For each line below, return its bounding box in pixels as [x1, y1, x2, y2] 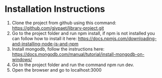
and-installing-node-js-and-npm [11, 40, 79, 46]
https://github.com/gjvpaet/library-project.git [11, 25, 104, 31]
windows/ [11, 56, 32, 62]
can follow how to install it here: [11, 36, 77, 41]
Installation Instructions [4, 3, 105, 15]
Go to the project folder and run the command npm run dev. [11, 62, 135, 68]
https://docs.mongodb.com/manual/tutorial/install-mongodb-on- [11, 51, 145, 57]
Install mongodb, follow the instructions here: [11, 46, 105, 52]
